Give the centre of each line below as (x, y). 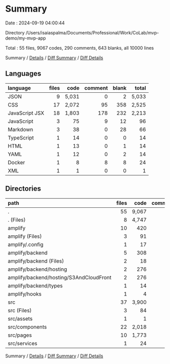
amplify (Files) (25, 236)
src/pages (20, 335)
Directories (23, 189)
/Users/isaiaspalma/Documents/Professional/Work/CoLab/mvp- (92, 32)
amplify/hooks (25, 294)
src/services (23, 343)
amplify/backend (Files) (36, 261)
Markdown (20, 129)
